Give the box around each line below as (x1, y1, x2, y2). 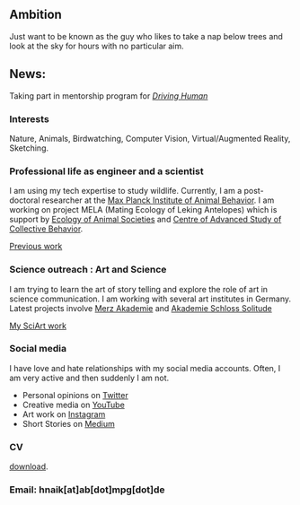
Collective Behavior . (9, 223, 84, 234)
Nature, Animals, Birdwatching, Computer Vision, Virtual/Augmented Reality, (9, 133, 291, 144)
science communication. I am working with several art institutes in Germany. (9, 293, 292, 304)
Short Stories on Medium (22, 418, 115, 429)
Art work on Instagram (22, 408, 106, 420)
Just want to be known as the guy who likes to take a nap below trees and (9, 30, 283, 41)
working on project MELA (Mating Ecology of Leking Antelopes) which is (9, 205, 278, 215)
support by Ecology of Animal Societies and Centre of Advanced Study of (9, 214, 282, 225)
